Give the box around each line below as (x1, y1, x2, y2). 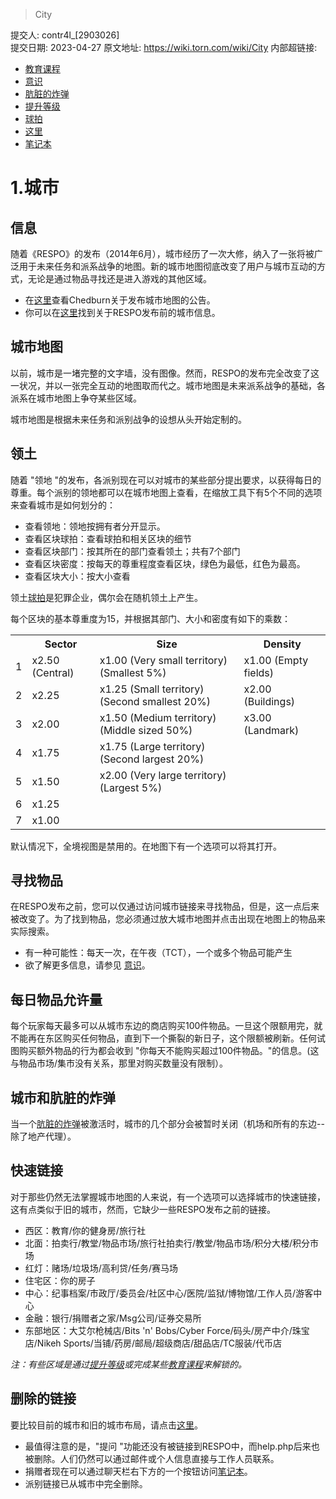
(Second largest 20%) (99, 752, 205, 766)
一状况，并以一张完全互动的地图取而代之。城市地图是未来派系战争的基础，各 (10, 379, 326, 391)
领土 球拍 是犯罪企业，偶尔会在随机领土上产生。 (10, 591, 203, 603)
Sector (44, 637, 78, 651)
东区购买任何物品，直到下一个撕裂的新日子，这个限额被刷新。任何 (44, 1032, 317, 1044)
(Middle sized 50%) (99, 723, 193, 737)
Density (263, 637, 302, 651)
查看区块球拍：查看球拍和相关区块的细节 (24, 532, 192, 544)
